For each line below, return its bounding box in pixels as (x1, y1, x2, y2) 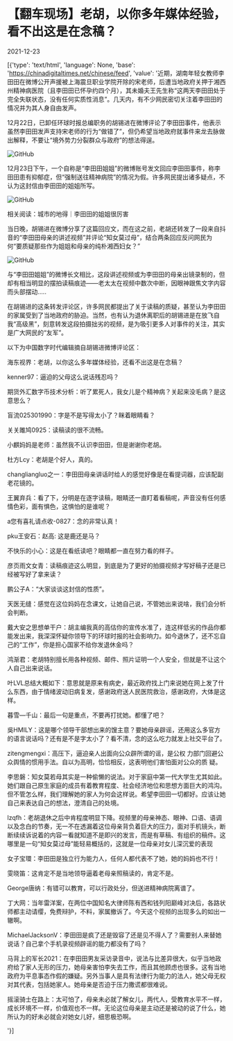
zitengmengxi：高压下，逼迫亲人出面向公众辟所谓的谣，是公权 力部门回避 (7, 749, 218, 757)
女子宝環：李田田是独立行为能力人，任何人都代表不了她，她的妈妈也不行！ (7, 854, 220, 862)
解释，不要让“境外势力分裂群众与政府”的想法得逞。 (12, 136, 159, 144)
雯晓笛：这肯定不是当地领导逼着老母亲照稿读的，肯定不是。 (7, 869, 178, 877)
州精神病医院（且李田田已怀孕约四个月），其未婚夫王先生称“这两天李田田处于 (7, 86, 226, 95)
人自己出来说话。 (7, 663, 56, 672)
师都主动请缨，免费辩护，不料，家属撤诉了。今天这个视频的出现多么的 (7, 907, 208, 915)
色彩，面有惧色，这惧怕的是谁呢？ (12, 502, 111, 510)
